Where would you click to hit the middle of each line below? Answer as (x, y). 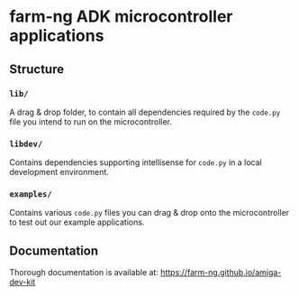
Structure (37, 69)
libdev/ (26, 143)
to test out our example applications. (77, 222)
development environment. (59, 172)
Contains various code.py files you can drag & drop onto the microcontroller (149, 213)
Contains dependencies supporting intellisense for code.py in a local (136, 162)
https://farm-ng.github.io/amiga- (221, 273)
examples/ (31, 194)
